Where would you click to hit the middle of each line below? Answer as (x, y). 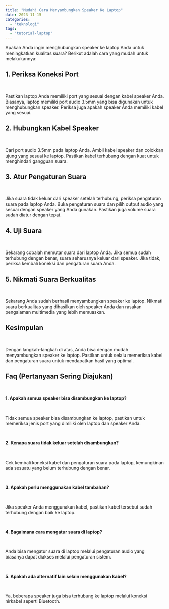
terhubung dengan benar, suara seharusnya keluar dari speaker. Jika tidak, (83, 258)
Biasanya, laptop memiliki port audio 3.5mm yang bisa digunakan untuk (79, 101)
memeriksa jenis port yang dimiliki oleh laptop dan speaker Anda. (73, 423)
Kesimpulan (24, 328)
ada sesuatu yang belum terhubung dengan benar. (58, 468)
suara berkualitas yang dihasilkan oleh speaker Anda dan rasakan (73, 307)
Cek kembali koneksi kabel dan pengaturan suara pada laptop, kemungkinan (84, 462)
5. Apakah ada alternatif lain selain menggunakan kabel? (66, 576)
